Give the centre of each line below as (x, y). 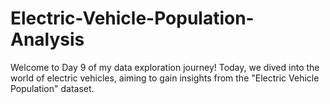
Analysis (47, 39)
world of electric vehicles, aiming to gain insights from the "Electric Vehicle (165, 78)
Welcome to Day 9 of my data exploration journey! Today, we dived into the (165, 67)
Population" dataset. (52, 88)
